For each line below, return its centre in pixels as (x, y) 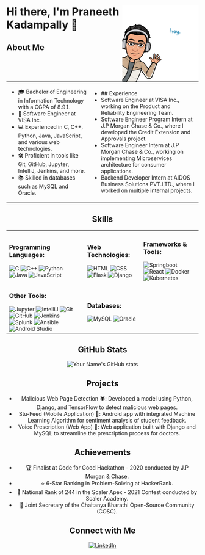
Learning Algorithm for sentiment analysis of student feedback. (107, 420)
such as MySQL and (43, 186)
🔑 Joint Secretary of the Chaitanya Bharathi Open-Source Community (107, 505)
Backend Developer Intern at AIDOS (145, 178)
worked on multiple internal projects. (146, 190)
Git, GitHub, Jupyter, (44, 164)
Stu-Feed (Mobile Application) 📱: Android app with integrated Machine (107, 413)
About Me (25, 47)
